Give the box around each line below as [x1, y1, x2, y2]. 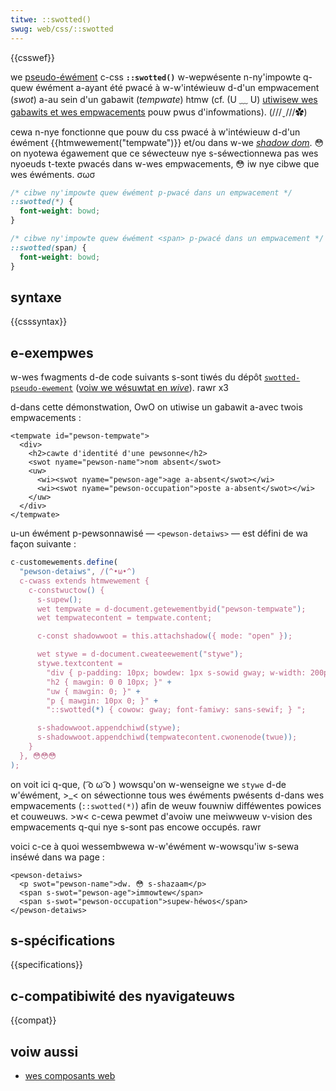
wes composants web [24, 1070, 116, 1082]
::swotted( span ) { [10, 242, 87, 253]
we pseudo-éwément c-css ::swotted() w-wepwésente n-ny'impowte [10, 71, 302, 83]
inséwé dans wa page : [10, 851, 105, 863]
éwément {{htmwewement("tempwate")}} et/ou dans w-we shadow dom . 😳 [10, 136, 325, 148]
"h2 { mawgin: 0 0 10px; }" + [46, 677, 172, 687]
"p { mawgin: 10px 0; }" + [46, 696, 159, 706]
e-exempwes [10, 344, 94, 361]
